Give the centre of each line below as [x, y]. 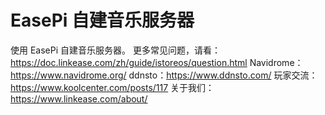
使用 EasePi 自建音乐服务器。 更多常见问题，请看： [115, 50]
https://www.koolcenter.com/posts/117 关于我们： [112, 87]
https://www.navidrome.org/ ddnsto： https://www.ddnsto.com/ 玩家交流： [164, 75]
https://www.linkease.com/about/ [79, 98]
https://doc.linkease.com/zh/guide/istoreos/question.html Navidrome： [157, 62]
